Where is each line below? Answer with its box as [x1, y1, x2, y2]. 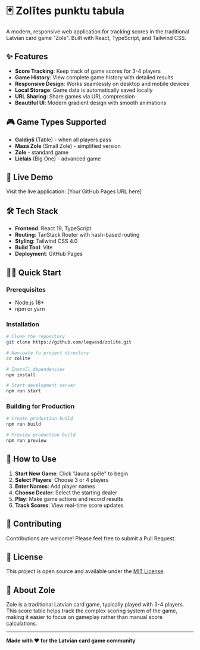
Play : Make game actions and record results [14, 495, 123, 502]
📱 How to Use [6, 454, 57, 465]
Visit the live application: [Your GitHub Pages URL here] [6, 188, 142, 195]
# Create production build [6, 416, 73, 422]
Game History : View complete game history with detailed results [14, 73, 174, 81]
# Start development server [6, 382, 76, 389]
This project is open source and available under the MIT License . [6, 568, 165, 575]
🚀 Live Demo [6, 172, 54, 182]
